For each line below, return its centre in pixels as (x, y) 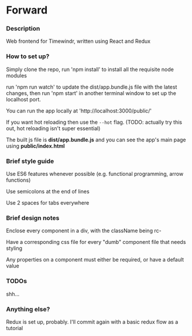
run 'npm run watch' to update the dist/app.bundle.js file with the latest (92, 87)
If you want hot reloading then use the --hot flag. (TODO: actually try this (94, 122)
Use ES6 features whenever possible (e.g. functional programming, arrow (95, 174)
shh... (13, 294)
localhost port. (23, 99)
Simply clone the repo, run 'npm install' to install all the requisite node (90, 69)
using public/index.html (36, 146)
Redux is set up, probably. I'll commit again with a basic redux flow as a (92, 322)
